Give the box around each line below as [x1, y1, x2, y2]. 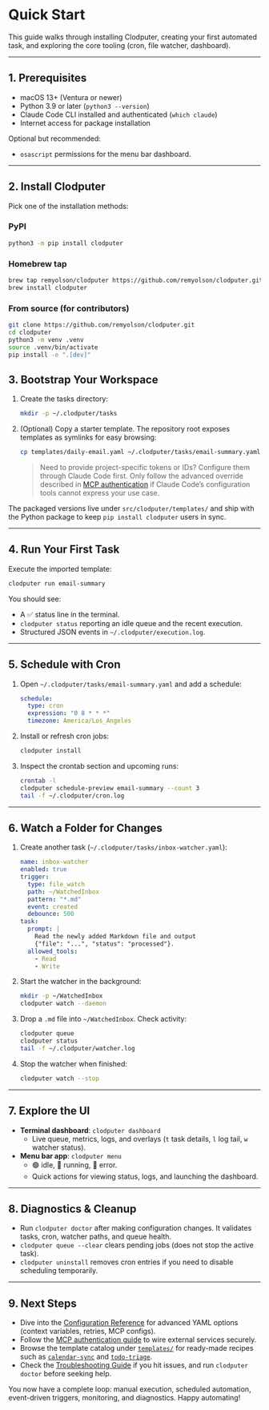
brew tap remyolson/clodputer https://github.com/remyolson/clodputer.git [8, 276, 263, 285]
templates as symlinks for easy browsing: [19, 432, 157, 442]
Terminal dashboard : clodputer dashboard [19, 1125, 162, 1135]
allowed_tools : [27, 947, 78, 955]
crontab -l [19, 777, 57, 785]
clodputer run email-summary [8, 579, 106, 588]
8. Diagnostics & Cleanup [8, 1202, 137, 1215]
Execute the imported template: [8, 564, 112, 573]
